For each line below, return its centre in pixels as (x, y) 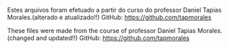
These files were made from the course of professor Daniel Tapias (101, 31)
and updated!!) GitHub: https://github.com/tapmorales (113, 38)
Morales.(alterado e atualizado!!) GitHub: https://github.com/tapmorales (109, 17)
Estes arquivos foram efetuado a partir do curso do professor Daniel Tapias (114, 10)
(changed (21, 38)
